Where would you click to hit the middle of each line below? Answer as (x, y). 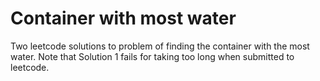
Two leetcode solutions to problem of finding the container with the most (160, 46)
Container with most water (123, 18)
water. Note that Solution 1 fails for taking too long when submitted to (152, 56)
